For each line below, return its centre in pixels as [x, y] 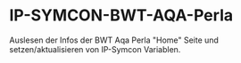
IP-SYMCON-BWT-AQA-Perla [121, 16]
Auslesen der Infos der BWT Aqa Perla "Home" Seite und [114, 40]
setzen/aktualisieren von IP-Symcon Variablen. [95, 49]
